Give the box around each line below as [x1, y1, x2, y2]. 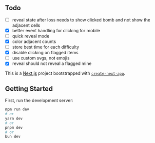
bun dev [5, 134, 21, 139]
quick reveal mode [12, 33, 50, 39]
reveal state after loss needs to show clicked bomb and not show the [12, 17, 151, 22]
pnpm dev [5, 125, 23, 130]
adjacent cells [12, 22, 40, 28]
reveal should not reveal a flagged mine [12, 61, 92, 66]
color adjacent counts [12, 39, 56, 44]
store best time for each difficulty [12, 44, 79, 50]
